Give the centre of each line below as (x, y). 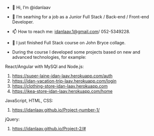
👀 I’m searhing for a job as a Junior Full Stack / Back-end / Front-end (80, 17)
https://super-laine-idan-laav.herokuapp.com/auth (62, 76)
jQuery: (12, 119)
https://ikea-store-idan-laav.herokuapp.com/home (62, 91)
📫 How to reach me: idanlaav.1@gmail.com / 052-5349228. (71, 32)
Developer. (23, 22)
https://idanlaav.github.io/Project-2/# (49, 129)
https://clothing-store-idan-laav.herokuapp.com (60, 86)
